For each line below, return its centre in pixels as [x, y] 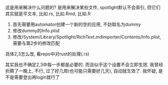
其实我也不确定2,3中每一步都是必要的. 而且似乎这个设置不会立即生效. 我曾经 [84, 65]
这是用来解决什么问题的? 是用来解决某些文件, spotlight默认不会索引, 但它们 [83, 7]
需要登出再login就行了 [37, 77]
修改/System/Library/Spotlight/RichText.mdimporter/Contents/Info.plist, [87, 37]
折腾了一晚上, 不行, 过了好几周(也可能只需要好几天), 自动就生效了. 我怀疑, [81, 71]
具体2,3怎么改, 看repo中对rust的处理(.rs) [47, 54]
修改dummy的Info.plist [36, 31]
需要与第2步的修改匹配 [36, 43]
